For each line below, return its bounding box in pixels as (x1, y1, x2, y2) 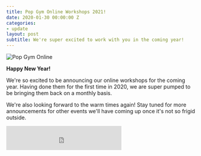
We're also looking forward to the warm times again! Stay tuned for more (6, 101, 187, 108)
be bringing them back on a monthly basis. (6, 90, 113, 96)
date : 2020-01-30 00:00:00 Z (6, 14, 79, 20)
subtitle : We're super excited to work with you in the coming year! (6, 37, 185, 43)
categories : (6, 20, 36, 26)
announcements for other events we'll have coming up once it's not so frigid (6, 108, 196, 114)
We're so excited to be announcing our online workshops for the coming (6, 76, 185, 84)
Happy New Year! (6, 65, 51, 72)
